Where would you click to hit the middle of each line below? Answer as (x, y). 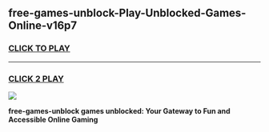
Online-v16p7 (43, 26)
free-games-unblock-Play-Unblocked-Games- (127, 13)
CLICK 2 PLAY (36, 78)
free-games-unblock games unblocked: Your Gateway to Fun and (119, 110)
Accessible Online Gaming (53, 119)
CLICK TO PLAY (39, 49)
